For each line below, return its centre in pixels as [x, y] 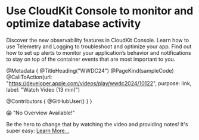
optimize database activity [74, 24]
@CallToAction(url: [29, 77]
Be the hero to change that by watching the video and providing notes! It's [97, 124]
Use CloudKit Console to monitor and [100, 11]
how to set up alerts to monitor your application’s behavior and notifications [99, 52]
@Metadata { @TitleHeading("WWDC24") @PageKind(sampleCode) [90, 70]
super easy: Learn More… [38, 130]
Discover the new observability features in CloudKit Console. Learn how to [98, 40]
